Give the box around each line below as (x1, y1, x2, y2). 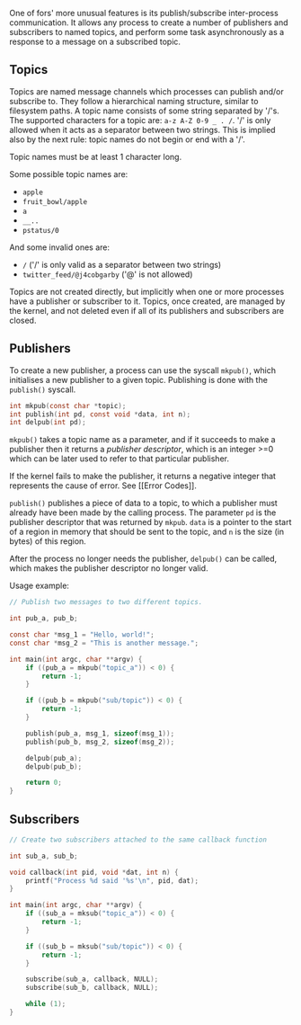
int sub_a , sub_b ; (9, 851, 78, 860)
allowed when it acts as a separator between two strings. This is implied (9, 124, 276, 135)
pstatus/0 (22, 226, 60, 235)
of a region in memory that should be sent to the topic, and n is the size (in (9, 526, 285, 538)
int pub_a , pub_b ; (9, 614, 78, 623)
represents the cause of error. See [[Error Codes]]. (9, 480, 198, 491)
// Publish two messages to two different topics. (9, 598, 203, 607)
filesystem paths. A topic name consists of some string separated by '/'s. (9, 105, 280, 116)
